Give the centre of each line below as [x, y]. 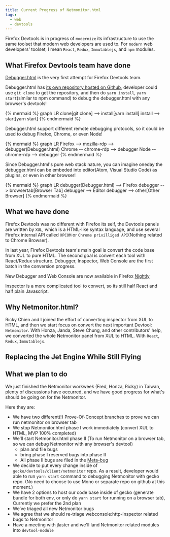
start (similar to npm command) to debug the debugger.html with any [78, 98]
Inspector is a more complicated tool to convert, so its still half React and [81, 286]
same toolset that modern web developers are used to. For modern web [79, 44]
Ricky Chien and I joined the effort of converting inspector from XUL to [79, 319]
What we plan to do [36, 374]
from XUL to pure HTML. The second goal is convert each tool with [75, 255]
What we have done [37, 212]
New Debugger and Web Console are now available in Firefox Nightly [77, 276]
